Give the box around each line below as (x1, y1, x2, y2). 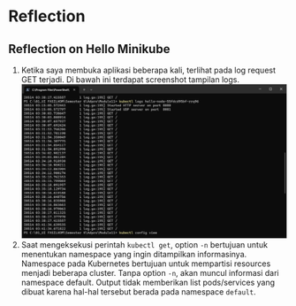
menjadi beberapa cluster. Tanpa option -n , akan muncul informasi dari (20, 268, 279, 279)
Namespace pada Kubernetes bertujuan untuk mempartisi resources (20, 258, 271, 269)
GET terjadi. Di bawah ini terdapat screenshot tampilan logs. (20, 74, 240, 85)
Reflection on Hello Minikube (8, 42, 171, 57)
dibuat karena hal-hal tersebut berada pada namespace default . (20, 287, 257, 297)
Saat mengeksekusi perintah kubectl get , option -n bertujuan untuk (20, 240, 269, 250)
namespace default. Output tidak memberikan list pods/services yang (20, 277, 276, 288)
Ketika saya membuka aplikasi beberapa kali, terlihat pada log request (20, 65, 276, 75)
